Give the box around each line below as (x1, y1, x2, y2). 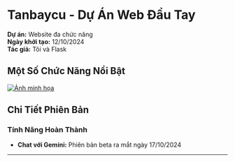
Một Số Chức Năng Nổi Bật (7, 65, 126, 77)
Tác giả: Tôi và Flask (7, 45, 67, 53)
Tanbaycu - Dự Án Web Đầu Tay (7, 7, 196, 23)
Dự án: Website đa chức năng (7, 30, 93, 38)
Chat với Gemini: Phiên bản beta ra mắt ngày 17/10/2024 (17, 140, 182, 149)
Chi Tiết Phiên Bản (7, 104, 90, 116)
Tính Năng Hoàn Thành (7, 125, 87, 135)
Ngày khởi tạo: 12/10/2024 (7, 37, 85, 45)
